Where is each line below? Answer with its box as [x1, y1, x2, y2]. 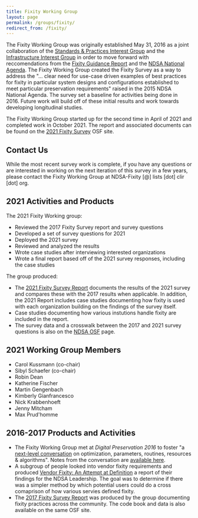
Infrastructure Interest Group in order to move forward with [6, 54, 149, 61]
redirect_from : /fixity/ [6, 25, 67, 31]
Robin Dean [14, 373, 43, 381]
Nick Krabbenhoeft [14, 398, 61, 405]
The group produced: [6, 273, 58, 280]
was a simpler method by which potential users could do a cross [14, 481, 171, 489]
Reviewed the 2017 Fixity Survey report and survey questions [14, 224, 164, 231]
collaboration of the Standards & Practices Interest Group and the [6, 48, 165, 55]
